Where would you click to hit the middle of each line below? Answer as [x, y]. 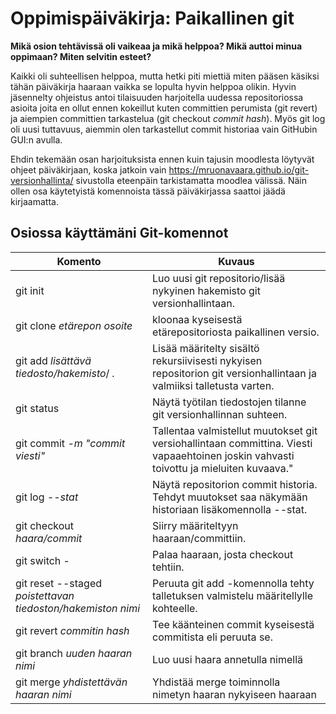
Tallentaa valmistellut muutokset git [235, 430]
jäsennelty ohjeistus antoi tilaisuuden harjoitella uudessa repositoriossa [157, 97]
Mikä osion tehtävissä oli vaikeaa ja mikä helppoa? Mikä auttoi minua [156, 46]
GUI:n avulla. [36, 139]
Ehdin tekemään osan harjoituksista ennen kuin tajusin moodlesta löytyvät [162, 159]
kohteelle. [175, 608]
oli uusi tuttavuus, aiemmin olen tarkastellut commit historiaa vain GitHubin [164, 129]
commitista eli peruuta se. [212, 637]
